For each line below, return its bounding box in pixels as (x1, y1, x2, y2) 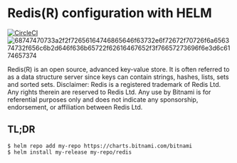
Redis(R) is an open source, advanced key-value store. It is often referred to (7, 65, 230, 73)
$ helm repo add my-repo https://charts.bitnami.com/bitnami (7, 142, 193, 149)
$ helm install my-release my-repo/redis (7, 148, 132, 156)
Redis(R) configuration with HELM (7, 5, 212, 21)
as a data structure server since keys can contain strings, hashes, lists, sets (7, 73, 229, 81)
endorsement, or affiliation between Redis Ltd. (7, 102, 143, 111)
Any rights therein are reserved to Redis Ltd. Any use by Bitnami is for (7, 88, 211, 96)
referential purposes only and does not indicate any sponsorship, (7, 95, 199, 104)
